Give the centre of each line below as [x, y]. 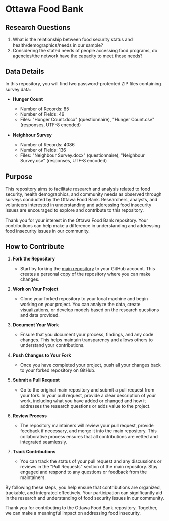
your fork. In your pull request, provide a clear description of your [88, 396]
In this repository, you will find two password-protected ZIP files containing [83, 83]
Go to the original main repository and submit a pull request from [87, 390]
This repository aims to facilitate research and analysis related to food [78, 189]
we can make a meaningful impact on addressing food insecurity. [73, 513]
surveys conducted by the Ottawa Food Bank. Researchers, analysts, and [81, 199]
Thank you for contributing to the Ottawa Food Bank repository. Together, [81, 508]
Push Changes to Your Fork [42, 355]
